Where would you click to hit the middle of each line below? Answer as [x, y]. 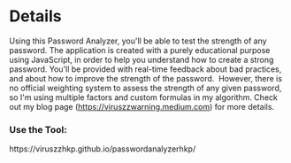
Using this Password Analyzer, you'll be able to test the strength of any [138, 41]
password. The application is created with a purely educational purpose [140, 50]
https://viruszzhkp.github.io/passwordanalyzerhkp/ [103, 149]
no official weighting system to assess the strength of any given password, [145, 88]
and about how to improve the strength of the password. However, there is [146, 78]
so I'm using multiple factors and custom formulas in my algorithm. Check [144, 97]
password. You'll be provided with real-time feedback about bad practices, [145, 69]
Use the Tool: [38, 129]
